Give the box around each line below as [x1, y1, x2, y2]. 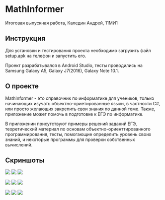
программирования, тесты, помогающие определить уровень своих [5, 131, 152, 137]
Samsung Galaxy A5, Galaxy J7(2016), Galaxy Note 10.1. [5, 67, 119, 73]
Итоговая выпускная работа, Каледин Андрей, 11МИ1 [5, 20, 118, 26]
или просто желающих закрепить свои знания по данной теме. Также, [5, 106, 156, 112]
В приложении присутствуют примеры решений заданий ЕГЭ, [5, 121, 137, 127]
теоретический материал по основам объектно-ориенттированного [5, 126, 151, 132]
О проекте [5, 82, 39, 90]
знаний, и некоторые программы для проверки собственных [5, 136, 135, 142]
